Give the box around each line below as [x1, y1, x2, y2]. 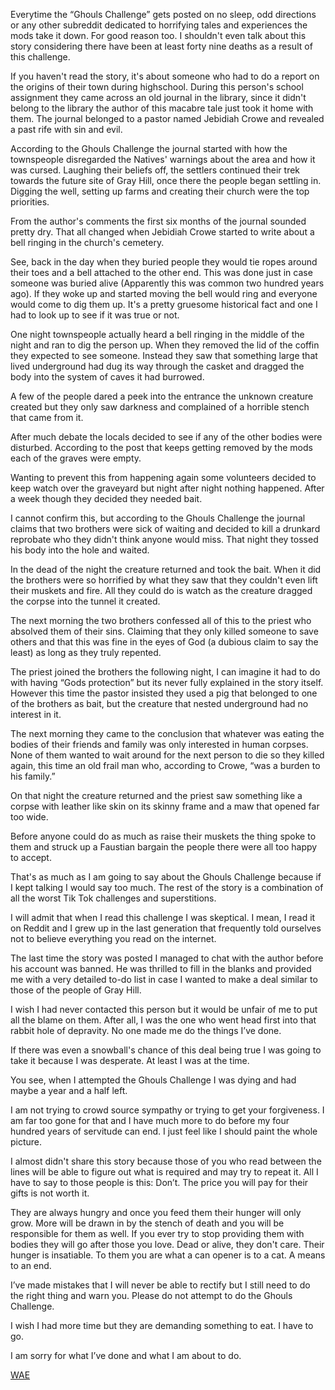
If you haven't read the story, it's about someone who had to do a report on [10, 70, 320, 82]
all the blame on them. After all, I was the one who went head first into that [10, 1014, 317, 1026]
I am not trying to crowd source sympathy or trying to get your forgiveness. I [10, 1104, 325, 1116]
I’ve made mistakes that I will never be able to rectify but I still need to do [10, 1279, 311, 1291]
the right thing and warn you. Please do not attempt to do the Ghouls [10, 1290, 293, 1301]
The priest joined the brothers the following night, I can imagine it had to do [10, 666, 321, 678]
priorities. [10, 196, 50, 208]
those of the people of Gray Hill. [10, 984, 142, 996]
